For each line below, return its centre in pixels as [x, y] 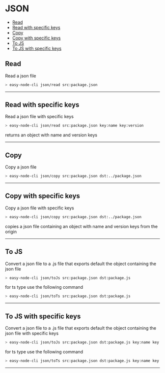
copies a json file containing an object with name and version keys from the [82, 226]
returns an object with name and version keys [51, 135]
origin [11, 232]
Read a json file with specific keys [39, 117]
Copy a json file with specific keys [40, 208]
